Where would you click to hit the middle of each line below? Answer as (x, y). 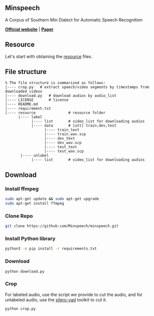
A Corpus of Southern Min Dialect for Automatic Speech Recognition (74, 20)
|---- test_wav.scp (64, 151)
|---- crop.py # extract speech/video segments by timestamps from (77, 87)
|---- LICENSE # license (37, 100)
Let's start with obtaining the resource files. (49, 56)
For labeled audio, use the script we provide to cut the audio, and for (74, 295)
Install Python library (30, 238)
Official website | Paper (29, 29)
